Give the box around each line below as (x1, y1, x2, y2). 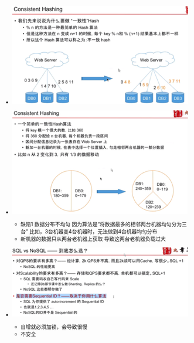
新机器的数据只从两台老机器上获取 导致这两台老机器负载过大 (20, 235, 166, 242)
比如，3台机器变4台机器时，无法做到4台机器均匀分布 (29, 227, 158, 235)
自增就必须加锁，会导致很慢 (20, 323, 88, 330)
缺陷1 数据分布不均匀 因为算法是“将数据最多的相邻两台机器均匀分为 (20, 220, 182, 227)
